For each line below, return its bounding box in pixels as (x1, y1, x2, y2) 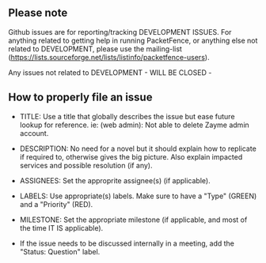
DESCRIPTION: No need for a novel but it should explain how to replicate (19, 144, 257, 153)
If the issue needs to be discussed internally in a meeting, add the (19, 239, 235, 248)
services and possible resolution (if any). (19, 160, 153, 170)
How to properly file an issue (8, 91, 153, 104)
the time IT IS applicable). (19, 223, 104, 232)
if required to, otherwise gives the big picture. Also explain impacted (19, 152, 243, 161)
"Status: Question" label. (19, 246, 101, 256)
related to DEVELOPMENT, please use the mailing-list (8, 43, 182, 54)
